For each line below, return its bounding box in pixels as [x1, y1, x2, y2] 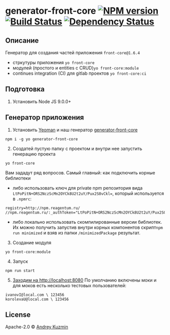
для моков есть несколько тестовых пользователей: [12, 282, 126, 288]
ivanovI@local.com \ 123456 [5, 292, 65, 297]
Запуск [12, 258, 28, 264]
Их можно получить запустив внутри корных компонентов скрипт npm [12, 224, 163, 230]
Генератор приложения [5, 113, 84, 122]
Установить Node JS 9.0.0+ [12, 98, 71, 104]
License [5, 311, 31, 319]
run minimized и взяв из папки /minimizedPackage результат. [12, 229, 141, 236]
